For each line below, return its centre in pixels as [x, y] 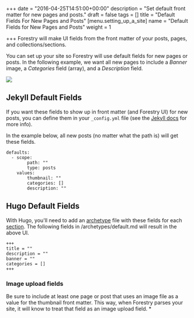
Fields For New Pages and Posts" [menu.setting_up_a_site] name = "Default [97, 21]
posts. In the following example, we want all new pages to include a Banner [96, 62]
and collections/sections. [36, 44]
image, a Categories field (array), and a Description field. [75, 68]
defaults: [18, 152]
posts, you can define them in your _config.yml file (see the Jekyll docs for [96, 118]
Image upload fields [35, 284]
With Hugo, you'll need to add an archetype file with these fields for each [94, 220]
